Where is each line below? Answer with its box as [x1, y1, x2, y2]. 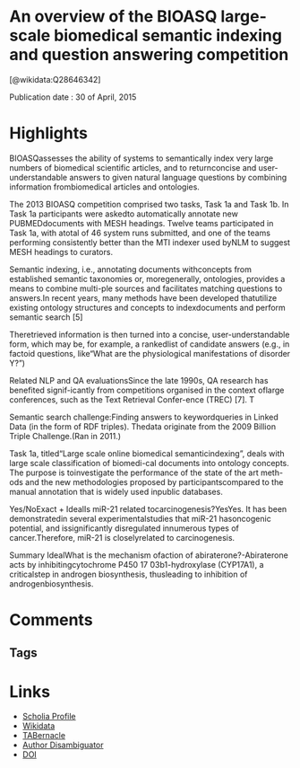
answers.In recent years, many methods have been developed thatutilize [9, 292, 278, 303]
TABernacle [21, 730, 65, 741]
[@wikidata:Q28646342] [9, 74, 101, 84]
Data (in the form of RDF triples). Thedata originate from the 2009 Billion [9, 420, 276, 432]
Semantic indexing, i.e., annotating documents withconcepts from [9, 263, 253, 275]
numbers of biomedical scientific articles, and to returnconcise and [9, 162, 257, 172]
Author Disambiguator [21, 739, 105, 751]
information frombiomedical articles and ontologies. [9, 181, 200, 192]
